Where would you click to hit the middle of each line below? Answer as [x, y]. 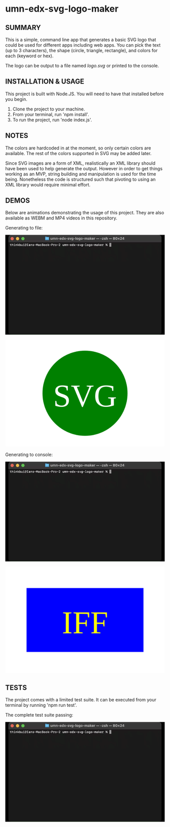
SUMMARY [23, 28]
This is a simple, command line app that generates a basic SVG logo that [81, 40]
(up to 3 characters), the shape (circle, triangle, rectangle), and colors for [81, 50]
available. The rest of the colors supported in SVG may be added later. [78, 153]
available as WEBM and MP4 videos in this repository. [61, 218]
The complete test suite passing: [39, 715]
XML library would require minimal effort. [48, 184]
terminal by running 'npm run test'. [41, 705]
